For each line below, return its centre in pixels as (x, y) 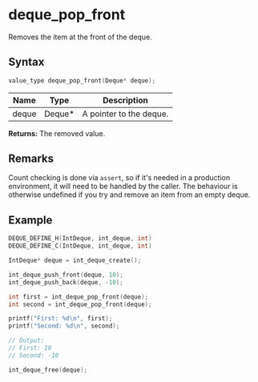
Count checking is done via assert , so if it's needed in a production (119, 178)
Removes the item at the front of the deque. (80, 37)
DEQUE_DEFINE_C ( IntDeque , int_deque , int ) (80, 246)
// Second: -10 (34, 355)
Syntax (26, 62)
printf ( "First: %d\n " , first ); (60, 319)
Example (30, 220)
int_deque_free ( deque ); (48, 370)
